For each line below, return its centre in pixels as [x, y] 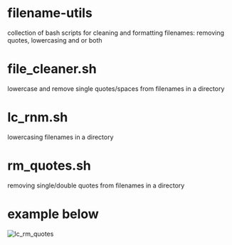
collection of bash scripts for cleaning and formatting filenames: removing [116, 33]
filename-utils [50, 13]
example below [53, 214]
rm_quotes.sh [49, 165]
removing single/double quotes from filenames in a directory [96, 185]
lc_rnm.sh [38, 118]
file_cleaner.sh [52, 69]
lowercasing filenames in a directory [60, 137]
